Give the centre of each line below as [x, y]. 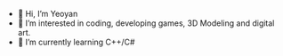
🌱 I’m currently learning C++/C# [76, 42]
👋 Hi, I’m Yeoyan [48, 14]
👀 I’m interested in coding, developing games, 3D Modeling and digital [146, 23]
